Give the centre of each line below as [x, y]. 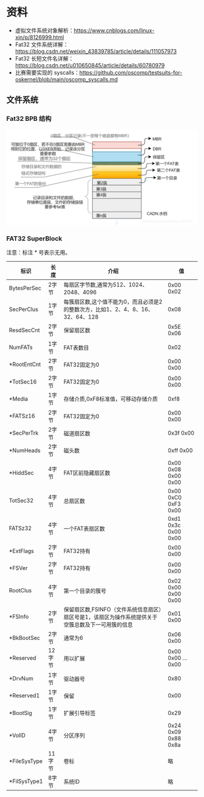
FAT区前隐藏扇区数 [87, 473]
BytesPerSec [25, 288]
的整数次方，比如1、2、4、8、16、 [108, 310]
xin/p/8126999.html [39, 37]
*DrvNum [21, 679]
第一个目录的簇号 [85, 591]
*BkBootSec [25, 637]
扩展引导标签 [80, 713]
